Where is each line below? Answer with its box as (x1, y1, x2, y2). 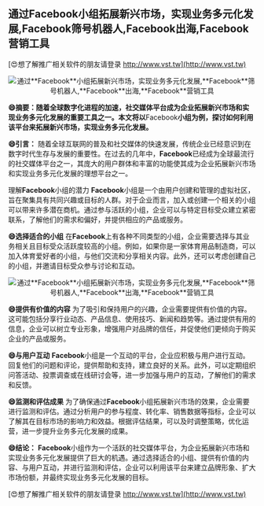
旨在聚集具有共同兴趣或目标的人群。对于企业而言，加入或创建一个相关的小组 (8, 195, 256, 205)
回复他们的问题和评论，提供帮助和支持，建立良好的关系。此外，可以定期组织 (8, 360, 256, 370)
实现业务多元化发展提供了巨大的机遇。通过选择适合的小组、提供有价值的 (8, 452, 242, 462)
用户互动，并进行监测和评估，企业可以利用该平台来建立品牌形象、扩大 (28, 463, 256, 472)
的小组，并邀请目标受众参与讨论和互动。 (8, 260, 139, 270)
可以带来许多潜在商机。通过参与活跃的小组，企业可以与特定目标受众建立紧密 (8, 205, 256, 214)
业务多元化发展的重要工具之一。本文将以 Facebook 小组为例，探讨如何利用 (14, 113, 254, 122)
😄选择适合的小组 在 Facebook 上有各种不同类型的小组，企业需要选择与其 (8, 231, 244, 241)
